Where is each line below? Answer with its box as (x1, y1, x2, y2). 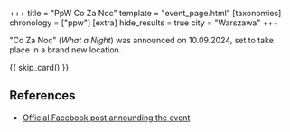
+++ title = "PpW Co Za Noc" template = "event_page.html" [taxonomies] (9, 8, 282, 18)
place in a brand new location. (9, 44, 122, 55)
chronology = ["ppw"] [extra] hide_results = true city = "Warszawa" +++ (9, 17, 279, 28)
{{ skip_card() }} (9, 62, 70, 72)
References (9, 88, 76, 103)
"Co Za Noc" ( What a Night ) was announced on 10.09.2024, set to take (9, 35, 274, 45)
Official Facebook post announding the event (22, 112, 191, 123)
